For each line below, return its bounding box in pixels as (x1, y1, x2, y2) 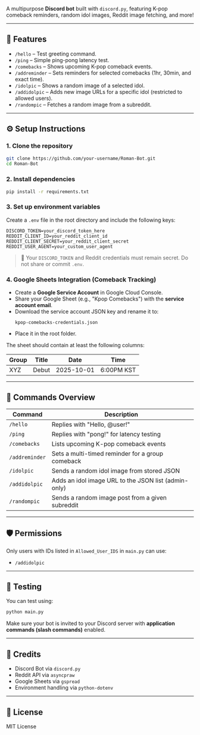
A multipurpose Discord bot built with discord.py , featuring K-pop (6, 5, 168, 12)
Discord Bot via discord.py (14, 665, 81, 672)
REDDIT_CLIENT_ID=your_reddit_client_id (6, 233, 108, 239)
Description (104, 410, 139, 418)
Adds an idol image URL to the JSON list (51, 476, 164, 485)
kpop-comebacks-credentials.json (14, 320, 98, 326)
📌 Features (6, 34, 47, 44)
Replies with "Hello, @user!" (51, 420, 130, 428)
